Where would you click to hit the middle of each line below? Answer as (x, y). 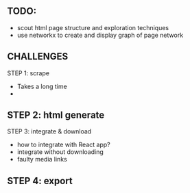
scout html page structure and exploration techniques (93, 27)
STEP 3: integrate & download (49, 131)
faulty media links (42, 159)
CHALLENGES (38, 56)
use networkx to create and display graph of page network (100, 35)
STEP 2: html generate (56, 115)
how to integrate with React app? (64, 145)
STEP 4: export (40, 181)
